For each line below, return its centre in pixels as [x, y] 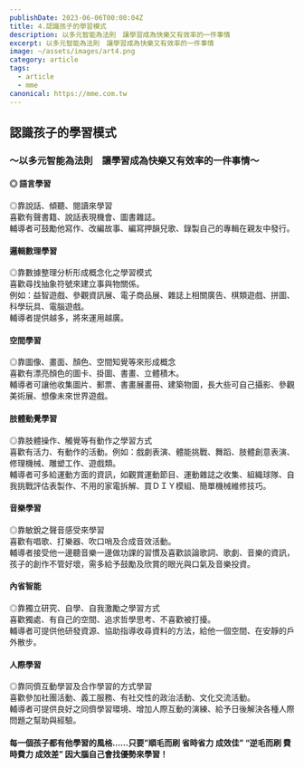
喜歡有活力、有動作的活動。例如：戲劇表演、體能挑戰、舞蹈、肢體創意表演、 [152, 451]
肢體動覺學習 [33, 418]
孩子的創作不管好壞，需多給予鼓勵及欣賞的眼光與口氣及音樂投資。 [132, 563]
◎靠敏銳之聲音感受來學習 [57, 530]
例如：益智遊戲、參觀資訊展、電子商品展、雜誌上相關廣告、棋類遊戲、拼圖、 [152, 295]
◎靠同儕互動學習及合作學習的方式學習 [81, 686]
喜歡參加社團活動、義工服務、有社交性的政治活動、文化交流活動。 [132, 697]
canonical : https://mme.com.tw [68, 93]
